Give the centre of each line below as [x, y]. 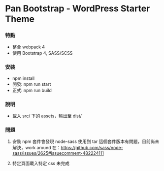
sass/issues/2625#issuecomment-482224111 [58, 153]
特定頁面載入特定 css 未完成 [41, 164]
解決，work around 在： [36, 148]
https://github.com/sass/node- [92, 148]
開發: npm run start [32, 84]
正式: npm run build [32, 90]
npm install [23, 78]
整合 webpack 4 [29, 47]
